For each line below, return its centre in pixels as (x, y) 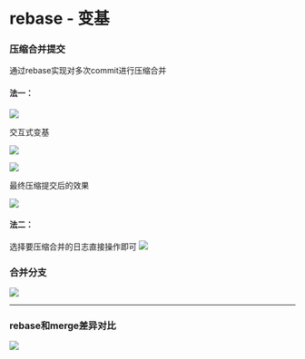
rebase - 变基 (60, 19)
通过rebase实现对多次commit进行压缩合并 (88, 71)
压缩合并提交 (38, 49)
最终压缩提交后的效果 (49, 185)
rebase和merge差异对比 (63, 325)
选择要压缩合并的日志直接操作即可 (73, 247)
